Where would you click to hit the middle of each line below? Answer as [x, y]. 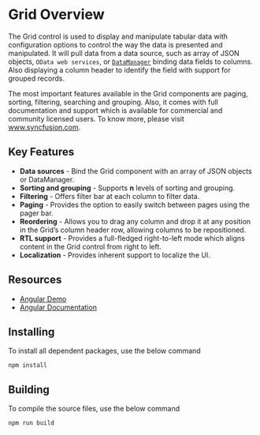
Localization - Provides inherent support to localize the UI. [115, 255]
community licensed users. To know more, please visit [97, 118]
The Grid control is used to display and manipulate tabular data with [118, 36]
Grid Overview [56, 15]
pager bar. [36, 213]
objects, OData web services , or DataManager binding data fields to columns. [131, 62]
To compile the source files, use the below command [94, 409]
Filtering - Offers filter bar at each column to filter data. [110, 196]
